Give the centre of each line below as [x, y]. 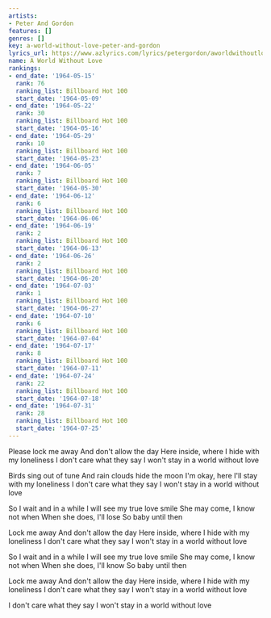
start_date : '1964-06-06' [59, 219]
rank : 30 [30, 114]
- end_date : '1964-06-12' [52, 196]
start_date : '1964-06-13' [59, 248]
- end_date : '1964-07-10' [52, 315]
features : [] [30, 31]
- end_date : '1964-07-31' [52, 406]
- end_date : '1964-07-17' [52, 346]
